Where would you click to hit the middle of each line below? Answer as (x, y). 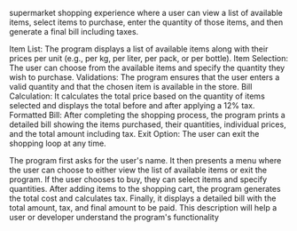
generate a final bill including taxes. (74, 32)
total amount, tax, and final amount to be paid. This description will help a (143, 207)
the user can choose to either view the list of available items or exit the (138, 170)
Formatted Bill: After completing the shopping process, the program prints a (147, 115)
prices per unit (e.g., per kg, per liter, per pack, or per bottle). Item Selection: (149, 58)
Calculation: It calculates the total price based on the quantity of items (137, 96)
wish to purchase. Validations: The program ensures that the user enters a (145, 77)
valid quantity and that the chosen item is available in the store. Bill (131, 87)
